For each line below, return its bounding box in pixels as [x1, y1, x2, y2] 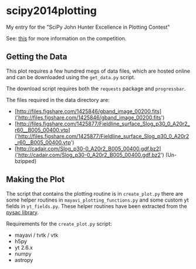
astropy [14, 256, 33, 263]
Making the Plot [6, 175, 65, 185]
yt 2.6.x [14, 244, 33, 251]
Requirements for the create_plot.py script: [6, 220, 112, 227]
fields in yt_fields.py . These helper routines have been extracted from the [6, 202, 187, 209]
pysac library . [6, 209, 39, 216]
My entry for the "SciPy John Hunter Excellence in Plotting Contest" [6, 23, 170, 30]
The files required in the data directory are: [6, 96, 110, 103]
